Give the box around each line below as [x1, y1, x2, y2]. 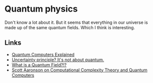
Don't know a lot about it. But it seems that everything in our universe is [4, 19, 148, 25]
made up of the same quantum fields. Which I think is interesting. [4, 24, 135, 30]
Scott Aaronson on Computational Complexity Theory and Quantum [11, 67, 148, 73]
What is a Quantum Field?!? [11, 62, 67, 67]
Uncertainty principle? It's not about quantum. [11, 57, 104, 63]
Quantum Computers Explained [11, 51, 75, 57]
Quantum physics [4, 3, 78, 15]
